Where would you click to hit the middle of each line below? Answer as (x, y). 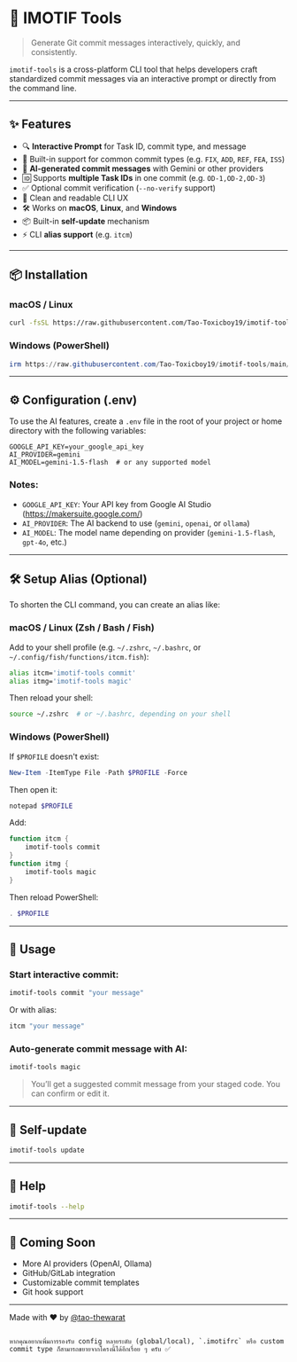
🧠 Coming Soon (52, 1242)
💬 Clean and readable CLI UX (75, 198)
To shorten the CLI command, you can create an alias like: (115, 605)
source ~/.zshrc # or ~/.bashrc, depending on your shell (120, 714)
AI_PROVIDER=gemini (45, 455)
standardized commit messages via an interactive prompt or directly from (143, 78)
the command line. (43, 88)
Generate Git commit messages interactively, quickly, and (135, 43)
